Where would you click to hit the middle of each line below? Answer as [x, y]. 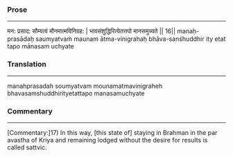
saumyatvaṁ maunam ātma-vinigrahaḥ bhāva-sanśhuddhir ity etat [131, 39]
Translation [27, 64]
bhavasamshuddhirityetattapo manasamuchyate [76, 93]
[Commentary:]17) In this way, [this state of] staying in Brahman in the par [112, 132]
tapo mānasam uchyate [41, 46]
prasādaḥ [21, 39]
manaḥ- [188, 31]
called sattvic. [27, 147]
